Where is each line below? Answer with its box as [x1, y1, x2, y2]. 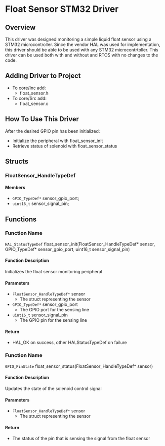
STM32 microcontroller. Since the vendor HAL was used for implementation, [5, 42, 161, 48]
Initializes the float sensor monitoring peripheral [5, 269, 103, 275]
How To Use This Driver [5, 115, 79, 123]
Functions [5, 215, 37, 223]
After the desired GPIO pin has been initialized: [5, 128, 100, 134]
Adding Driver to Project [5, 72, 81, 80]
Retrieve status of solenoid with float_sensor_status [12, 143, 118, 149]
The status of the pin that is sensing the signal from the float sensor [12, 436, 151, 442]
